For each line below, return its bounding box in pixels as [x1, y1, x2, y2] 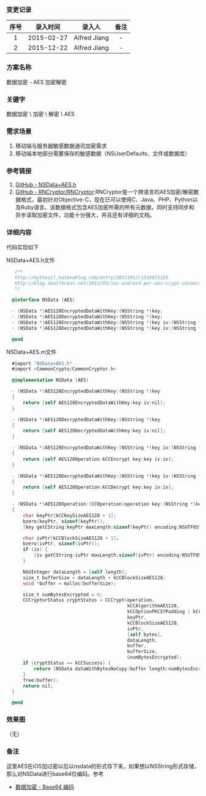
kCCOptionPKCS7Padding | [126, 609, 191, 615]
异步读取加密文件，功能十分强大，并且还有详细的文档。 [15, 211, 155, 219]
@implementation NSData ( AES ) [12, 377, 89, 383]
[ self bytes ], [127, 631, 164, 638]
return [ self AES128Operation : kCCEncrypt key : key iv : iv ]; [22, 456, 174, 462]
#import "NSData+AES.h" [12, 361, 72, 367]
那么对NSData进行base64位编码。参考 [6, 770, 104, 778]
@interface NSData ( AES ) [12, 297, 75, 303]
